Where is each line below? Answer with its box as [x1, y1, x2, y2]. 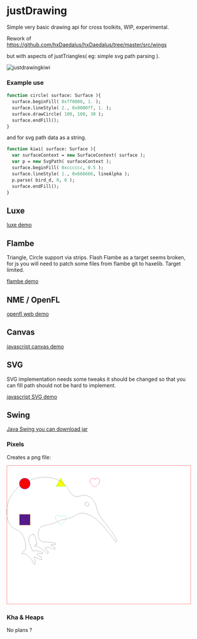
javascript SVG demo [6, 393, 57, 400]
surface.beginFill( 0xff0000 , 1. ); [12, 99, 101, 105]
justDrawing [6, 4, 68, 18]
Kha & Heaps [6, 613, 44, 621]
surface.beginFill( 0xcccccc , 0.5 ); [12, 165, 104, 171]
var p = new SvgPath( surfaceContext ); [12, 158, 112, 165]
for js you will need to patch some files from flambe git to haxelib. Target [6, 260, 181, 268]
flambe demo [6, 278, 39, 285]
